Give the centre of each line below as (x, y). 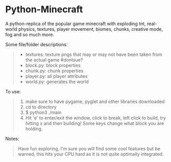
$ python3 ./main (43, 112)
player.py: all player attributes (56, 76)
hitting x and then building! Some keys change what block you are (95, 123)
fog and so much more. (30, 34)
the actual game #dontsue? (54, 59)
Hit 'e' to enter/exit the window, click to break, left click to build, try (95, 118)
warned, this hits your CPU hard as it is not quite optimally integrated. (91, 154)
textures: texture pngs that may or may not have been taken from (94, 54)
